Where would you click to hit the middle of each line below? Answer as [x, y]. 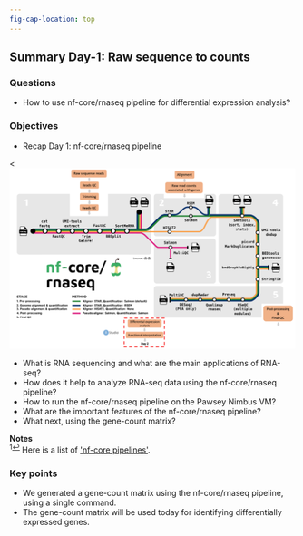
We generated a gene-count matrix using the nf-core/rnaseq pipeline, [153, 493]
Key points [34, 473]
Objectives [34, 126]
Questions [33, 83]
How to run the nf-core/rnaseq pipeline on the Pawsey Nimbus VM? [149, 402]
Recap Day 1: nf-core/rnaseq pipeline [92, 146]
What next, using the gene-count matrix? [99, 421]
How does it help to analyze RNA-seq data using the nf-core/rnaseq [149, 383]
